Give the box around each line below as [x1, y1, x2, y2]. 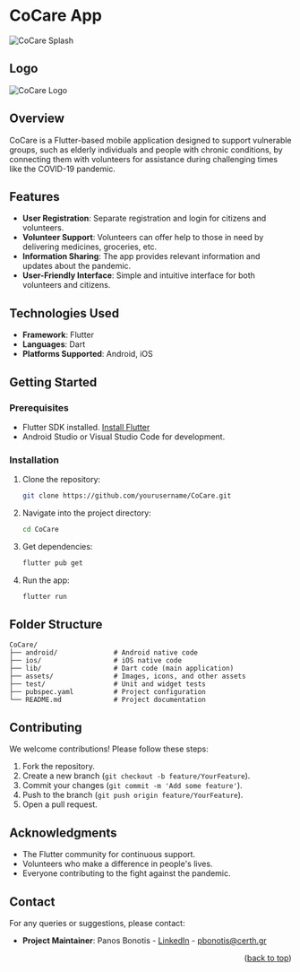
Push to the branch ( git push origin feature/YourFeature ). [21, 790, 244, 801]
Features [9, 189, 60, 204]
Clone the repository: [21, 474, 101, 485]
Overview [9, 111, 65, 126]
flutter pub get [21, 558, 83, 568]
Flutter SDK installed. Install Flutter [21, 421, 150, 432]
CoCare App [9, 5, 103, 26]
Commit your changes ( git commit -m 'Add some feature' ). [21, 780, 244, 791]
